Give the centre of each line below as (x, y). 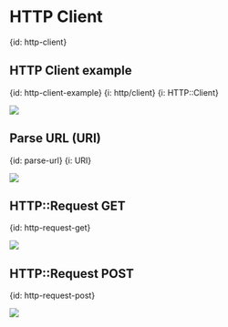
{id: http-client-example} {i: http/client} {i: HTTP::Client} (114, 92)
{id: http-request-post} (52, 296)
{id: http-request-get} (50, 228)
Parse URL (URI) (56, 138)
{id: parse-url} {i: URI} (51, 160)
